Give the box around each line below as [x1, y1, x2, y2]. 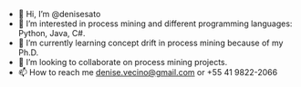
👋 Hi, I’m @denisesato [17, 9, 101, 19]
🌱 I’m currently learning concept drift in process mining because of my [17, 37, 284, 48]
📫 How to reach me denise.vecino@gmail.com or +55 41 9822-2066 [17, 67, 278, 77]
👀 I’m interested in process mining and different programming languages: [17, 18, 293, 29]
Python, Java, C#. [17, 28, 86, 38]
